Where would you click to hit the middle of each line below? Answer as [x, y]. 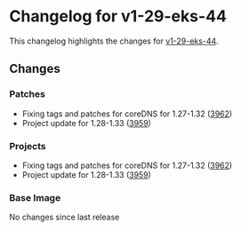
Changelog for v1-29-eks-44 [118, 16]
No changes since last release [64, 217]
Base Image [35, 197]
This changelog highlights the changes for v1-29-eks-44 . [114, 41]
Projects [28, 146]
